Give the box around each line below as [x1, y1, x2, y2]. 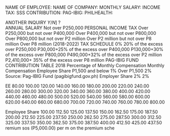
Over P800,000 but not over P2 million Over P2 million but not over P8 [5, 35, 152, 41]
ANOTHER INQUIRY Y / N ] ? [5, 20, 61, 25]
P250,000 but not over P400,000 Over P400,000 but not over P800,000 [5, 30, 156, 36]
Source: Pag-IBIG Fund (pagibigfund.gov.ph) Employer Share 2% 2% [5, 73, 150, 79]
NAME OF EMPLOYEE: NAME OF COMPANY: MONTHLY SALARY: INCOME [5, 5, 161, 10]
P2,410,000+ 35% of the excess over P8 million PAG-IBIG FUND [5, 57, 139, 63]
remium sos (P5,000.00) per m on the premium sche [5, 125, 115, 131]
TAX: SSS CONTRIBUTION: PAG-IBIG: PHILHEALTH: [5, 10, 113, 16]
